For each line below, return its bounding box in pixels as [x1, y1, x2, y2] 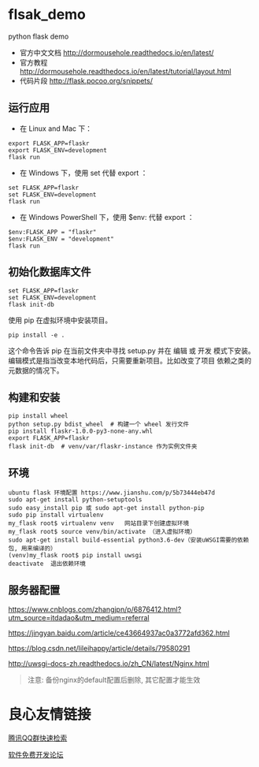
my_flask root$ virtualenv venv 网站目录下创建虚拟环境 [8, 519, 190, 527]
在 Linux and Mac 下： [19, 124, 93, 133]
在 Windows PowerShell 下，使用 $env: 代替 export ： [19, 212, 194, 222]
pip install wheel [8, 412, 68, 420]
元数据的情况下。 [8, 365, 64, 375]
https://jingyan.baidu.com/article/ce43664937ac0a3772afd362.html [8, 628, 230, 638]
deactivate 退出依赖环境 [8, 560, 87, 568]
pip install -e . [8, 331, 65, 339]
